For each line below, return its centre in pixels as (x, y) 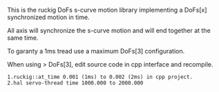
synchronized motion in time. (48, 17)
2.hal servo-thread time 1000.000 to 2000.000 (75, 83)
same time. (23, 38)
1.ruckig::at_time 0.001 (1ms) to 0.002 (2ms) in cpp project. (100, 77)
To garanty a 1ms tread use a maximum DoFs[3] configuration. (96, 51)
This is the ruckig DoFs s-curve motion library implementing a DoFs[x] (107, 10)
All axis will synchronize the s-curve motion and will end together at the (109, 31)
